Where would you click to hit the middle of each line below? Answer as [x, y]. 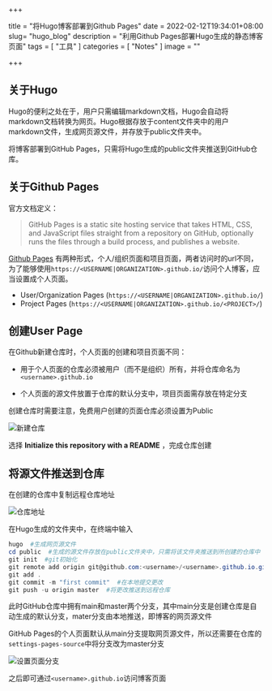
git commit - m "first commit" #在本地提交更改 [86, 582]
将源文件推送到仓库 [56, 473]
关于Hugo [33, 90]
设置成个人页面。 [44, 279]
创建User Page [46, 331]
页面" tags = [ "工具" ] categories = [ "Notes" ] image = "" [104, 46]
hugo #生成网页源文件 [42, 545]
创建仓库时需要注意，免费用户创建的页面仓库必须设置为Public [111, 411]
